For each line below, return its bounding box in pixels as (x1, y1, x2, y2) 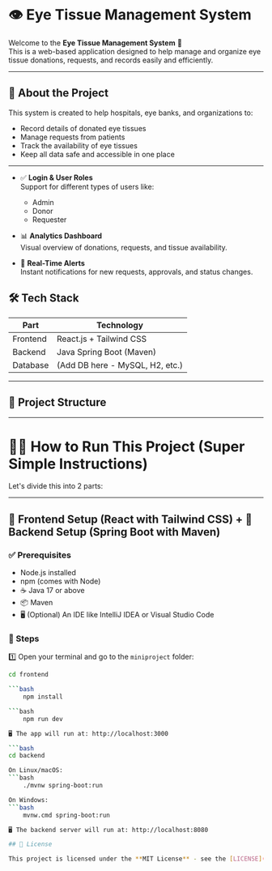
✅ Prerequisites (8, 549, 71, 561)
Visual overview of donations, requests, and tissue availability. (19, 242, 228, 252)
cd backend (8, 752, 45, 760)
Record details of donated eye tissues (19, 123, 147, 133)
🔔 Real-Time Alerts (19, 258, 85, 267)
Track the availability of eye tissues (19, 140, 138, 150)
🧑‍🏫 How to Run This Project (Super (8, 438, 245, 455)
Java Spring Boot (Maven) (56, 346, 156, 357)
